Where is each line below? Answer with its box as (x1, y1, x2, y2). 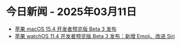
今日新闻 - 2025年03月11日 (6, 5, 137, 18)
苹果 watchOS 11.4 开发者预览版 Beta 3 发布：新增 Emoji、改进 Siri (14, 32, 175, 39)
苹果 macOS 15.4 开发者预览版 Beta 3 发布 (14, 25, 117, 32)
